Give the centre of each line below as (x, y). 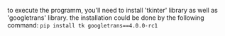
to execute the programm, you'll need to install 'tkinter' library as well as (112, 10)
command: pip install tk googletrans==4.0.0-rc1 (83, 25)
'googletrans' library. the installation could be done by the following (106, 18)
